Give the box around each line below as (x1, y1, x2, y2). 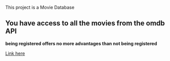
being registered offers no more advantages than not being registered (5, 40, 157, 46)
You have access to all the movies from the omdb (5, 19, 165, 27)
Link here (5, 50, 25, 56)
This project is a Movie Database (5, 5, 75, 10)
